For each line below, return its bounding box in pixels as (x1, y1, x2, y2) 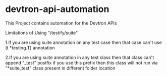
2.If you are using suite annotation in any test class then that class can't (5, 54, 154, 60)
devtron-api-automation (5, 3, 109, 15)
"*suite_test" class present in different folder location (5, 65, 116, 71)
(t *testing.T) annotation (5, 44, 55, 50)
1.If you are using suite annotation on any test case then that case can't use (5, 39, 162, 45)
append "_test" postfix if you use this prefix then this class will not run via (5, 59, 158, 65)
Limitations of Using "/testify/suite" (5, 29, 78, 35)
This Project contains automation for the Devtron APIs (5, 20, 117, 26)
